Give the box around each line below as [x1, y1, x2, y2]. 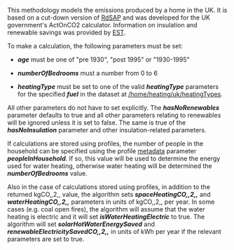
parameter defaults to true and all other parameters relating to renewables [7, 111, 221, 119]
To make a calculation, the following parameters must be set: [7, 42, 184, 50]
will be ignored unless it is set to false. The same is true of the [7, 118, 186, 127]
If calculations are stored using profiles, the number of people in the [7, 139, 204, 148]
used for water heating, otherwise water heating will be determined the [7, 162, 212, 170]
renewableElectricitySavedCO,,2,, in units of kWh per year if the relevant [7, 228, 222, 235]
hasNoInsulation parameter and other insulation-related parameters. [7, 126, 207, 134]
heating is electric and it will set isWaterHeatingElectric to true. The [7, 213, 205, 221]
